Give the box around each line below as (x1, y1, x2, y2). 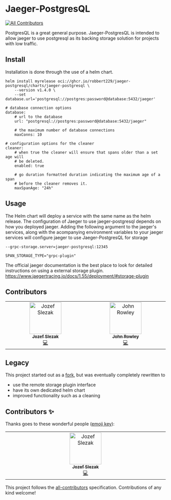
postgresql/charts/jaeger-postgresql (5, 83, 85, 88)
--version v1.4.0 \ (14, 87, 56, 93)
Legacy (5, 358, 30, 367)
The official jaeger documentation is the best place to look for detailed (5, 262, 153, 268)
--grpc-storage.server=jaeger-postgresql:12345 (5, 244, 108, 249)
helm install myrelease (5, 78, 56, 84)
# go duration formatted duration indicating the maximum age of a (14, 172, 160, 177)
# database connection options (5, 105, 72, 110)
